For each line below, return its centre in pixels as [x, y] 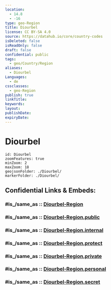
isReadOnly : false [24, 46]
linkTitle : [16, 100]
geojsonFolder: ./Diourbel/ [33, 171]
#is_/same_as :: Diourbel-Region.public [53, 217]
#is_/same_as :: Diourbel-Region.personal [56, 269]
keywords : [15, 104]
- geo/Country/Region [31, 63]
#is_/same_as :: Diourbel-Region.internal [54, 230]
